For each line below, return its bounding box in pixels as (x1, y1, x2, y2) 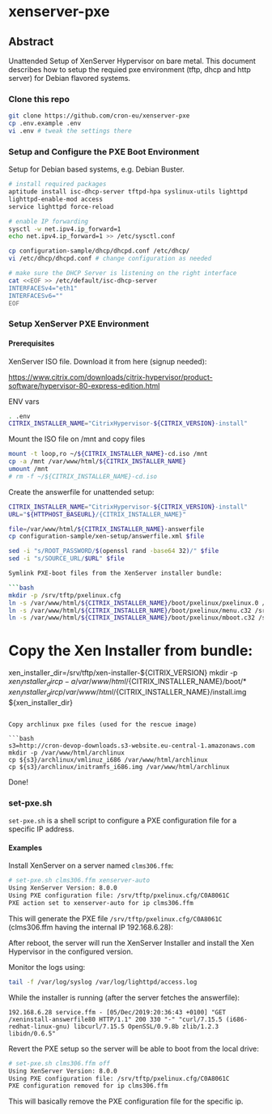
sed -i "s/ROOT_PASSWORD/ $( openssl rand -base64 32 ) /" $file (8, 547, 219, 555)
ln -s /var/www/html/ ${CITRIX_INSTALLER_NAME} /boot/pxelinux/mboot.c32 (8, 614, 255, 622)
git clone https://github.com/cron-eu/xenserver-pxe (8, 112, 190, 120)
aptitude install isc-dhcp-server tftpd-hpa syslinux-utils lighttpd (8, 188, 249, 196)
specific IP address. (8, 824, 74, 834)
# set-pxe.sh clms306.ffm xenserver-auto (8, 877, 151, 885)
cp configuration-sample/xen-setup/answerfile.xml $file (8, 533, 205, 541)
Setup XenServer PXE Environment (8, 318, 150, 330)
